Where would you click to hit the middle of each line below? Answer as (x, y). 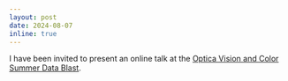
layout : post (33, 17)
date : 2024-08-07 (41, 26)
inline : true (33, 33)
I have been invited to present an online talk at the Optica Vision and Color (144, 59)
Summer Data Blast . (45, 68)
